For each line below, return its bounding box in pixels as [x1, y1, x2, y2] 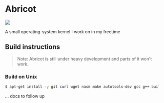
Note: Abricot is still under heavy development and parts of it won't [17, 56, 152, 62]
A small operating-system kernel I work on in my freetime [5, 28, 121, 35]
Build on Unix [5, 73, 38, 80]
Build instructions [5, 43, 60, 51]
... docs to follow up [5, 93, 45, 99]
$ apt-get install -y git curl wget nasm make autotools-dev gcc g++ [5, 84, 150, 89]
